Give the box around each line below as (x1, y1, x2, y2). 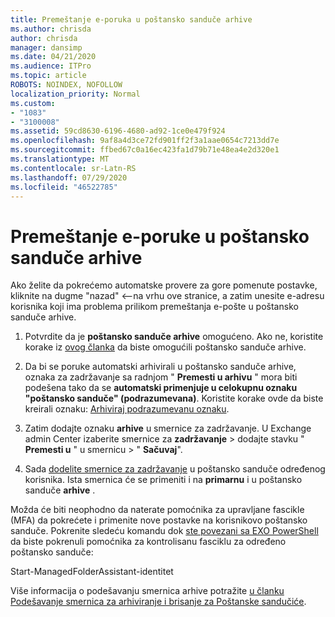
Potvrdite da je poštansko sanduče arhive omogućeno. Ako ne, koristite (24, 331, 324, 343)
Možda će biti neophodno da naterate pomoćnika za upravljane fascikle (10, 504, 305, 516)
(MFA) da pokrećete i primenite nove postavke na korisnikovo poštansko (10, 514, 308, 526)
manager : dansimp (10, 42, 83, 53)
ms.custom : (10, 98, 56, 108)
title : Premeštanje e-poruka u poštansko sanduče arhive (10, 14, 253, 25)
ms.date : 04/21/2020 (10, 52, 97, 62)
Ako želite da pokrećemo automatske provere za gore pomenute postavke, (10, 279, 318, 291)
